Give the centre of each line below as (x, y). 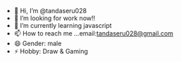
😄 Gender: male (38, 43)
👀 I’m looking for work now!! (55, 18)
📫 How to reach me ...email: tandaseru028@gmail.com (94, 33)
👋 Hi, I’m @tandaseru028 (50, 11)
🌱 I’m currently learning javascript (63, 25)
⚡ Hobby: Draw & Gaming (51, 51)
